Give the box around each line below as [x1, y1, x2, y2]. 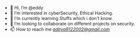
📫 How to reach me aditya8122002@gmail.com [10, 26, 110, 32]
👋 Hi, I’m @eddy [10, 5, 44, 10]
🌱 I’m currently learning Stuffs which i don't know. [10, 15, 113, 21]
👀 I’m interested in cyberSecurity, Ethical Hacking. [10, 10, 113, 16]
